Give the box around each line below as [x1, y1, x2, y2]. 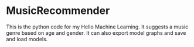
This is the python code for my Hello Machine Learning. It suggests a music [6, 23, 189, 30]
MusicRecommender [6, 4, 110, 17]
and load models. [6, 35, 48, 42]
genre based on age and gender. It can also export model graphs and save [6, 29, 186, 36]
